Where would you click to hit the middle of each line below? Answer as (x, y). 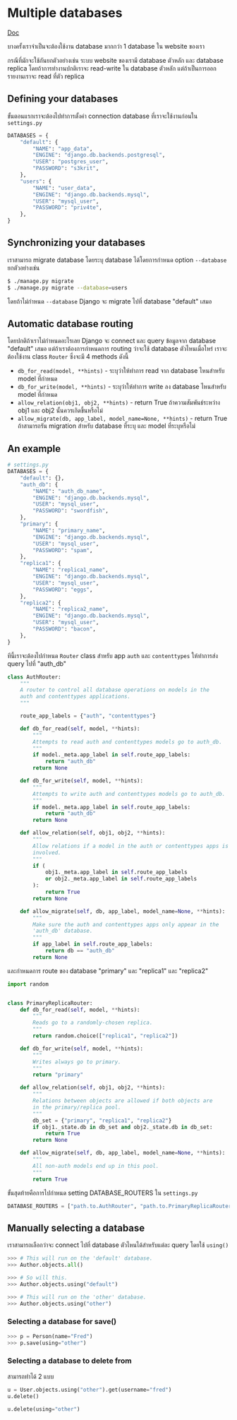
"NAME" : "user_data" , (65, 188)
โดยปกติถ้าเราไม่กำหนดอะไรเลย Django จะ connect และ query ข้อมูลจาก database (112, 341)
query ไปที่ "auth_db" (37, 663)
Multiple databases (65, 13)
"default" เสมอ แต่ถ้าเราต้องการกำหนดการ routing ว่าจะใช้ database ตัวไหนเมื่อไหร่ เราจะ (117, 349)
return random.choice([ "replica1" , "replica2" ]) (105, 1036)
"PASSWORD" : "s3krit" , (66, 168)
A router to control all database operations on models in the (115, 690)
